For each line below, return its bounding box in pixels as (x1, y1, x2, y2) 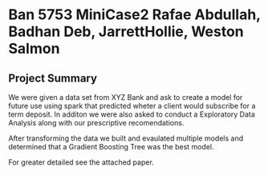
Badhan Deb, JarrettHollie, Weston (8, 22, 245, 41)
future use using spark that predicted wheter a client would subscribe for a (8, 101, 256, 110)
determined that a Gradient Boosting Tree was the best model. (8, 142, 214, 151)
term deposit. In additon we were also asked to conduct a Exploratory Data (8, 109, 255, 119)
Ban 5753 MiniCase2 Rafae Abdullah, (8, 6, 261, 24)
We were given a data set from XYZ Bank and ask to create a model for (8, 93, 243, 101)
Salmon (8, 40, 60, 58)
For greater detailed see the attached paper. (8, 157, 154, 167)
